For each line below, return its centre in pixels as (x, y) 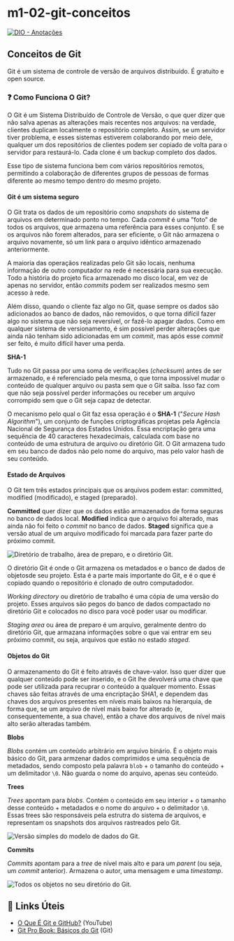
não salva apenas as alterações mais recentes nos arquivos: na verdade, (112, 123)
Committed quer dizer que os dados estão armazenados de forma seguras (115, 511)
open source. (26, 78)
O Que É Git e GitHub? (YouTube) (65, 923)
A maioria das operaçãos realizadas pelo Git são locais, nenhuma (101, 263)
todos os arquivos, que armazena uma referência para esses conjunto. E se (116, 227)
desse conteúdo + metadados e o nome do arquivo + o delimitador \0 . (108, 807)
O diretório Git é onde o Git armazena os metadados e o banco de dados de (116, 568)
